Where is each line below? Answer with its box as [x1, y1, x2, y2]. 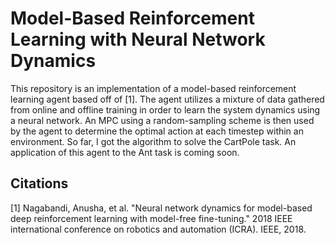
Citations [10, 175, 69, 192]
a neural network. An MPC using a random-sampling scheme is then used [10, 114, 315, 126]
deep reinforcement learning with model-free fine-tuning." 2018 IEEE [10, 212, 293, 224]
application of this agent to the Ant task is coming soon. [10, 146, 240, 158]
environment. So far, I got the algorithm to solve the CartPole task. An [10, 135, 297, 147]
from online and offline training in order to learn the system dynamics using [10, 103, 321, 116]
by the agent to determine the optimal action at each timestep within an [10, 125, 304, 137]
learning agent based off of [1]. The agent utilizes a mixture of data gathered [10, 93, 325, 105]
